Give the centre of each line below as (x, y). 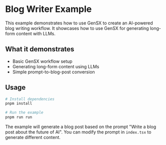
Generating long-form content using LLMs (56, 66)
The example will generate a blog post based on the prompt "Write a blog (81, 127)
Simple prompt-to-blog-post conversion (53, 72)
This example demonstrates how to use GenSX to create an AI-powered (79, 23)
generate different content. (33, 138)
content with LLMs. (36, 33)
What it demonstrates (40, 49)
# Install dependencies (30, 99)
